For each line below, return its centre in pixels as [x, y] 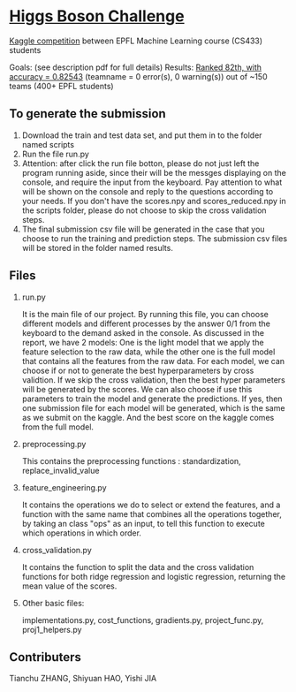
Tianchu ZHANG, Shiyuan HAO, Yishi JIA [83, 679]
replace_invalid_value [61, 470]
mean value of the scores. [69, 586]
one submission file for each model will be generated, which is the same [153, 407]
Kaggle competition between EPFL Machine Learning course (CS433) [136, 41]
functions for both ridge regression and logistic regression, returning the [153, 576]
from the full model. [58, 427]
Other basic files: [53, 603]
